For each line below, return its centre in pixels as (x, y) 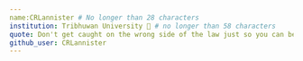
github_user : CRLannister (58, 43)
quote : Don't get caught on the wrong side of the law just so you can (147, 34)
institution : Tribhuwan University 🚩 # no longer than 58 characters (143, 26)
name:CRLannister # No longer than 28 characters (105, 17)
